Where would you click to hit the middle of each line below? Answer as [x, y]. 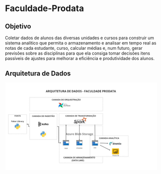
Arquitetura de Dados [38, 74]
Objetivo [18, 26]
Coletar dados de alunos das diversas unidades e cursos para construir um [80, 38]
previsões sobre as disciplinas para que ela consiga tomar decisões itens [78, 53]
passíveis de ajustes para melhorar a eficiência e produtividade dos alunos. [80, 58]
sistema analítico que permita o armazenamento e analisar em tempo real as [81, 43]
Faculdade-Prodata [45, 8]
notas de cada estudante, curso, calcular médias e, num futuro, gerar [74, 48]
